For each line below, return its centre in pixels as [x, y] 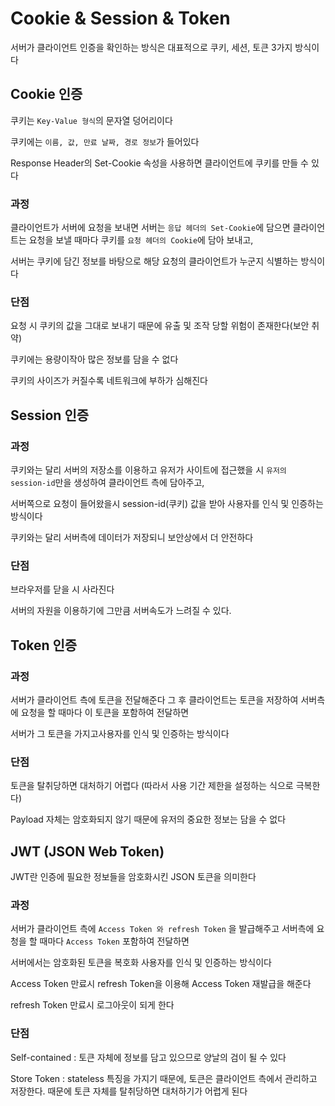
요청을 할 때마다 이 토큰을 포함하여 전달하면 [105, 713]
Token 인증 [44, 645]
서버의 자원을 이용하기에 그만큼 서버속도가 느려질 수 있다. [121, 611]
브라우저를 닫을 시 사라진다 [62, 589]
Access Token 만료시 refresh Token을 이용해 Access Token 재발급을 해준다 [161, 984]
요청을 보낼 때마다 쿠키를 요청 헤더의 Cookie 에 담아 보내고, [141, 240]
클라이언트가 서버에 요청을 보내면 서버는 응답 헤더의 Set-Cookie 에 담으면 [150, 228]
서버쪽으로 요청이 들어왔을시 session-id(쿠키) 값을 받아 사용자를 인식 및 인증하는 [167, 504]
